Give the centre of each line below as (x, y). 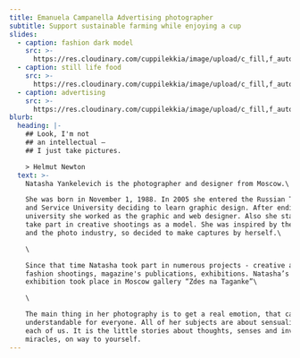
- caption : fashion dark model (75, 43)
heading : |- (40, 126)
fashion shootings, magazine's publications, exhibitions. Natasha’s (158, 274)
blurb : (21, 117)
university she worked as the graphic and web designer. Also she (151, 217)
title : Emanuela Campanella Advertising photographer (112, 17)
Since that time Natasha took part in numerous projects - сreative (155, 265)
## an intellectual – (65, 142)
